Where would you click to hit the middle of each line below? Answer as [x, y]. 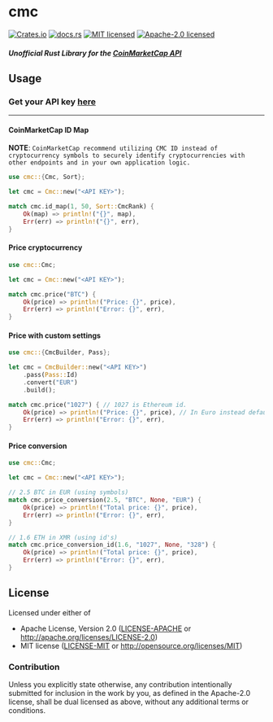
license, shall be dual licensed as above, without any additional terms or [129, 702]
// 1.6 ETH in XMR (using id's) [63, 537]
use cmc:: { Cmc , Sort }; [47, 177]
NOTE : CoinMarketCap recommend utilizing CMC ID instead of [113, 148]
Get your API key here [52, 102]
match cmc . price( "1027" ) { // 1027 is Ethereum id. [97, 405]
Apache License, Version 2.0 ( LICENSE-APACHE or [106, 628]
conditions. [27, 711]
